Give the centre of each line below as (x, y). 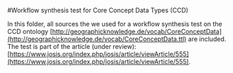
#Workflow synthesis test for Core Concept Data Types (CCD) (98, 10)
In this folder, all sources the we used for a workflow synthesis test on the (115, 24)
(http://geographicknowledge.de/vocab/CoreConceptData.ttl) (97, 39)
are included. (207, 39)
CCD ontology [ (30, 32)
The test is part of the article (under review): (72, 46)
